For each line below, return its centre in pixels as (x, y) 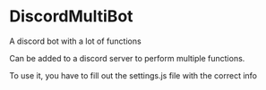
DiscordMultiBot (71, 16)
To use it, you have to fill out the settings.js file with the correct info (133, 75)
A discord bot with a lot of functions (75, 41)
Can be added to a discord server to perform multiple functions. (127, 58)
